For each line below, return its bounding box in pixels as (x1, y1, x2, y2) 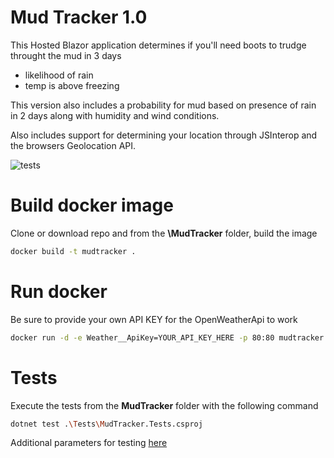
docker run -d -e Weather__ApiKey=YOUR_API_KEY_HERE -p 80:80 (10, 332, 275, 343)
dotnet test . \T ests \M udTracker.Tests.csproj (10, 419, 203, 429)
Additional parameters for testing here (10, 437, 168, 449)
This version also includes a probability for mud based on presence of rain (10, 99, 317, 111)
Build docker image (10, 194, 174, 217)
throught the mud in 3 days (10, 49, 122, 61)
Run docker (10, 280, 108, 303)
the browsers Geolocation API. (10, 139, 137, 151)
